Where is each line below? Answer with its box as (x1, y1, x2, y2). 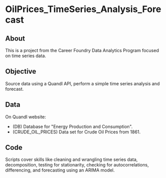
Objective (5, 67, 37, 76)
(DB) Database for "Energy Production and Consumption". (12, 123, 133, 129)
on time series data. (5, 53, 46, 59)
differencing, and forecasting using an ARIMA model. (5, 167, 115, 173)
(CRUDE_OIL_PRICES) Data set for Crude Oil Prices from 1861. (12, 129, 141, 135)
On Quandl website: (5, 114, 46, 120)
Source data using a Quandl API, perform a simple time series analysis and (5, 80, 160, 86)
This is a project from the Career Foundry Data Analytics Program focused (5, 48, 159, 53)
